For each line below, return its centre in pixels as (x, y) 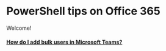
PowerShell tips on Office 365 (83, 11)
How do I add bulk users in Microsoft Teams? (64, 42)
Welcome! (19, 28)
